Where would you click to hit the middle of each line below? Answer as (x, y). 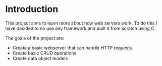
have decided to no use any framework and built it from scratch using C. (80, 28)
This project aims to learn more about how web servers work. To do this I (81, 23)
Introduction (32, 9)
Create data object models (40, 58)
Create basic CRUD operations (44, 53)
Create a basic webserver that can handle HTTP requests (72, 47)
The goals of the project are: (35, 38)
